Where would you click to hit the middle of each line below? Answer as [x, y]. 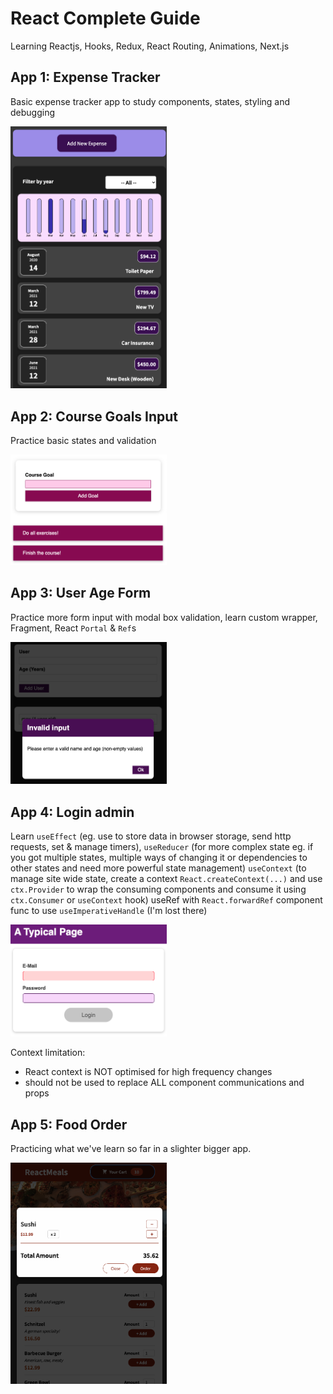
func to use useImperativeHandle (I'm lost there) [109, 911]
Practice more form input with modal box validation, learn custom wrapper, [164, 617]
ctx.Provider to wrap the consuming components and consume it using [158, 889]
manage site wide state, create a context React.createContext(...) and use [166, 879]
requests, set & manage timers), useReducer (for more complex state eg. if [162, 847]
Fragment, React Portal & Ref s [73, 628]
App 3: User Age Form [81, 593]
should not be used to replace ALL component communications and [164, 1083]
